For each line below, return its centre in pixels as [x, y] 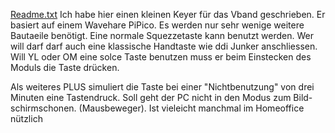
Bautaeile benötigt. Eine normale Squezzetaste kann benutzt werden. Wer [162, 35]
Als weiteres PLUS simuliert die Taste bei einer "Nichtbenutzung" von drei [162, 87]
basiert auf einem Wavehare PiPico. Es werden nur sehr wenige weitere [157, 25]
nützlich [26, 118]
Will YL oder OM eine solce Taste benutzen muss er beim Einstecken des [161, 57]
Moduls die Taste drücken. [65, 67]
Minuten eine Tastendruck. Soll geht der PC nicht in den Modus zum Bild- [161, 97]
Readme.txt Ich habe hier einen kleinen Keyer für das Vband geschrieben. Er [168, 14]
